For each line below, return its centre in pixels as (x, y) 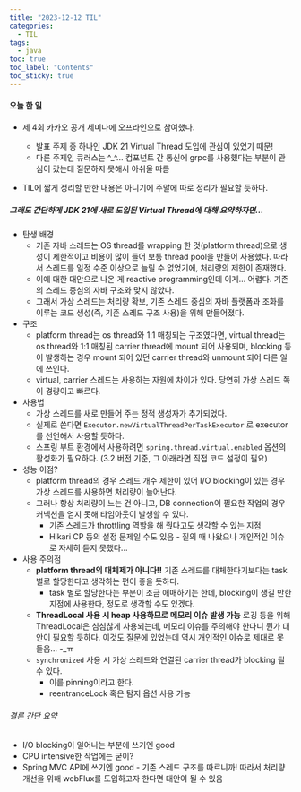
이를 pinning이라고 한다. (91, 682)
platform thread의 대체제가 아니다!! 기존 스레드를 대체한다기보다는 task (162, 570)
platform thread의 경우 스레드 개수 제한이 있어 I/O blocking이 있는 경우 (160, 480)
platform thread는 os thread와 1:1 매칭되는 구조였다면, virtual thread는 (160, 335)
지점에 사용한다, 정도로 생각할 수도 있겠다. (122, 603)
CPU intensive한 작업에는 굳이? (78, 756)
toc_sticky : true (42, 76)
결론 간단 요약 (34, 715)
